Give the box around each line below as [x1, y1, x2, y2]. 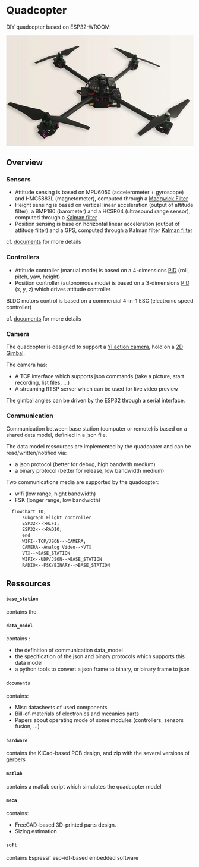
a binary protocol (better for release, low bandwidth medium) [14, 467, 165, 475]
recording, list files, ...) [14, 379, 70, 386]
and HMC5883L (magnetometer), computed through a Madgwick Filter [14, 195, 188, 202]
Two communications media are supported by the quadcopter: [6, 479, 159, 486]
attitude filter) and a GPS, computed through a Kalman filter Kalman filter [14, 227, 193, 234]
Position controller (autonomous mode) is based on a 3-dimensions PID [14, 279, 190, 286]
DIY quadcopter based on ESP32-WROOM [6, 23, 110, 30]
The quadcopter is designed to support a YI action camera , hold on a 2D [6, 343, 183, 350]
